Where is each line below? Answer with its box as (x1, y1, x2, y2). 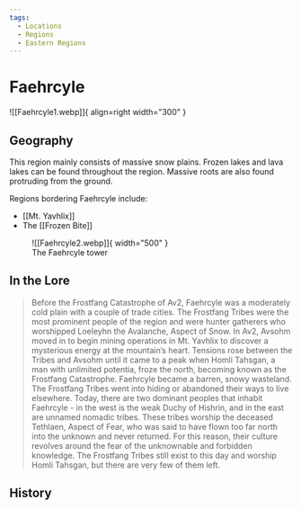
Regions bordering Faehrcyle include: (9, 193, 148, 203)
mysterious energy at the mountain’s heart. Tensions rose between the (31, 344, 293, 355)
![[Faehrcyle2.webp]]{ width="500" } (31, 237, 169, 248)
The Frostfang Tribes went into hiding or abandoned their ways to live (31, 383, 289, 394)
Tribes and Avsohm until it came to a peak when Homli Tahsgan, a (31, 354, 276, 365)
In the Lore (9, 273, 70, 289)
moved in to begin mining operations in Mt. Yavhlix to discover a (31, 335, 269, 346)
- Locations (17, 22, 63, 31)
